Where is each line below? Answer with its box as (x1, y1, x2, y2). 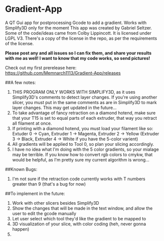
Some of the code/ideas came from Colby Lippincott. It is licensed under (5, 30, 152, 36)
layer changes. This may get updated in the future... (12, 105, 117, 110)
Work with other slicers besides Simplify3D (12, 200, 99, 206)
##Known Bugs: (5, 166, 38, 172)
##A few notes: (5, 80, 36, 85)
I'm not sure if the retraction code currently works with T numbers (12, 176, 145, 182)
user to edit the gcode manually (12, 210, 77, 216)
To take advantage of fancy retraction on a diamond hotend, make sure (12, 109, 156, 116)
